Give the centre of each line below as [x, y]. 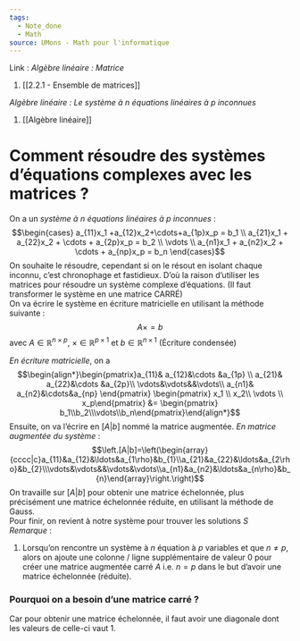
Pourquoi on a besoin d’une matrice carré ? [104, 599]
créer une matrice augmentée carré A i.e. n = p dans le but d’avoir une [152, 566]
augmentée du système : [55, 435]
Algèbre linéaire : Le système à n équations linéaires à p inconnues [133, 103]
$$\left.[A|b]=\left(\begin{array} [150, 450]
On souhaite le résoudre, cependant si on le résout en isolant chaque [136, 266]
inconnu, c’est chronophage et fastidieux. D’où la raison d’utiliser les [134, 275]
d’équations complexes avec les [131, 175]
